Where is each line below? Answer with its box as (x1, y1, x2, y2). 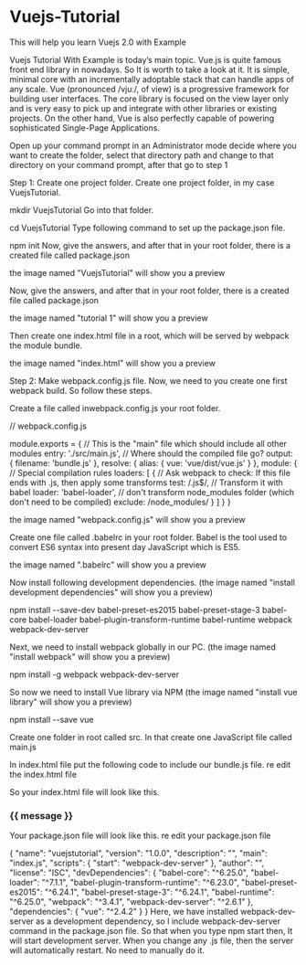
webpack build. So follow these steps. (9, 385, 153, 396)
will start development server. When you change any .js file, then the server (9, 935, 294, 947)
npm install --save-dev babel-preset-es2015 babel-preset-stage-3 (9, 604, 260, 615)
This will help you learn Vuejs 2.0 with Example (9, 37, 187, 48)
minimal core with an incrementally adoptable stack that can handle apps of (9, 73, 295, 84)
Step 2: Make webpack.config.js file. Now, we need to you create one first (9, 375, 288, 386)
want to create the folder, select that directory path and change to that (9, 149, 274, 161)
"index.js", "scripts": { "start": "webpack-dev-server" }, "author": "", (9, 857, 265, 869)
